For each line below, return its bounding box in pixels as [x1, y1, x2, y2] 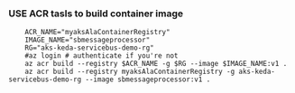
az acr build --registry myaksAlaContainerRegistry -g [24, 67, 235, 77]
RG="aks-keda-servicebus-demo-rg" [24, 43, 154, 52]
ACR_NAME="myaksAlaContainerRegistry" [24, 28, 171, 37]
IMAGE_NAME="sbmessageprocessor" [24, 35, 151, 45]
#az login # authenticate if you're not [24, 51, 179, 60]
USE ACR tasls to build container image [8, 7, 184, 20]
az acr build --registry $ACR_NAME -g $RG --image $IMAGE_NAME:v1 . [24, 60, 288, 69]
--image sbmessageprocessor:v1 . [85, 75, 211, 84]
